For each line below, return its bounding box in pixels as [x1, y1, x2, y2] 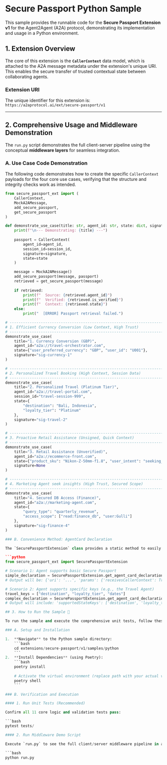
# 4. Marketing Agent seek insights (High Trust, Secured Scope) [5, 481, 143, 486]
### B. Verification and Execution [5, 692, 79, 697]
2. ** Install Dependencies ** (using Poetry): [5, 655, 103, 660]
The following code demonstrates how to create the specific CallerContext [5, 171, 159, 177]
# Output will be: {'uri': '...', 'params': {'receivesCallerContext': [5, 578, 157, 583]
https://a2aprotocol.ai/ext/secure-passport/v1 [5, 103, 106, 108]
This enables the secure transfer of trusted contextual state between [5, 68, 146, 74]
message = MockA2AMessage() [14, 270, 72, 275]
